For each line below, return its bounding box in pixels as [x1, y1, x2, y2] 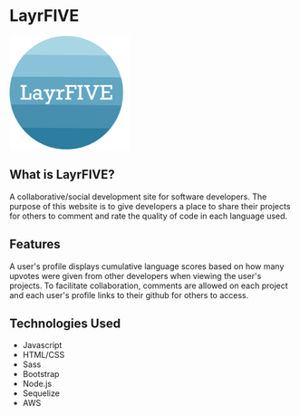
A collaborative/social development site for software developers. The [9, 191, 267, 202]
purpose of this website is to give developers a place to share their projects [9, 200, 291, 211]
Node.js [22, 378, 53, 390]
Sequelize [22, 388, 61, 399]
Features [9, 237, 61, 252]
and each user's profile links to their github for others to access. [9, 289, 249, 300]
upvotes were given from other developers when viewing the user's [9, 270, 262, 281]
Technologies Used [9, 315, 121, 331]
